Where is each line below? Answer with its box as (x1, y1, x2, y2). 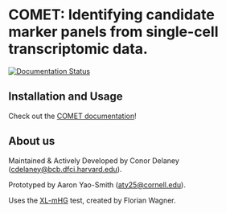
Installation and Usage (8, 90, 123, 104)
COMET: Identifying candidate (8, 6, 215, 24)
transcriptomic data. (8, 40, 149, 58)
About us (8, 134, 55, 148)
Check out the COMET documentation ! (8, 111, 137, 121)
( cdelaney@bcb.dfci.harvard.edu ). (8, 164, 122, 174)
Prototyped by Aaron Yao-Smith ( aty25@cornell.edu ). (8, 179, 187, 190)
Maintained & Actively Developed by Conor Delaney (8, 155, 179, 166)
